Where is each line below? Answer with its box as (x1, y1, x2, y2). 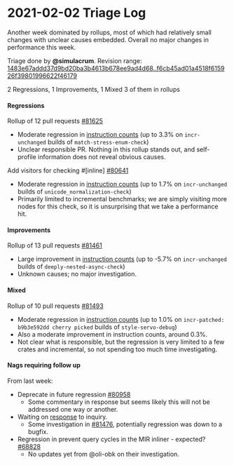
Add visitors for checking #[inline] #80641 (7, 166, 129, 175)
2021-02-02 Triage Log (7, 5, 146, 21)
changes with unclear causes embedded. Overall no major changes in (7, 35, 209, 43)
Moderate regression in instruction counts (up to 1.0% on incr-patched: (17, 315, 225, 323)
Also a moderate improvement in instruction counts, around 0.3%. (17, 330, 208, 338)
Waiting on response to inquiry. (17, 412, 108, 421)
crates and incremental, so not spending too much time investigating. (17, 345, 218, 353)
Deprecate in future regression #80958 (17, 390, 131, 398)
